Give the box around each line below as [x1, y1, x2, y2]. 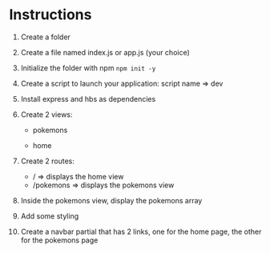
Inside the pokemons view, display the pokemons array [20, 195, 203, 205]
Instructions [9, 6, 92, 24]
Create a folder [20, 32, 71, 42]
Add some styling [20, 211, 79, 221]
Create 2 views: [20, 110, 73, 119]
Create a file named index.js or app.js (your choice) [20, 47, 191, 57]
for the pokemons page [20, 235, 99, 245]
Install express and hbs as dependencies [20, 94, 156, 103]
